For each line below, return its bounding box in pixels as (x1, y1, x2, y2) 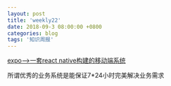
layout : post (7, 10, 46, 17)
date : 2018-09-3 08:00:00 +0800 (7, 23, 102, 30)
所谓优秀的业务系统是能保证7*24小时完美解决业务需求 (7, 71, 165, 80)
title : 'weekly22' (7, 17, 61, 24)
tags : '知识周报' (7, 36, 54, 43)
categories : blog (7, 29, 58, 37)
